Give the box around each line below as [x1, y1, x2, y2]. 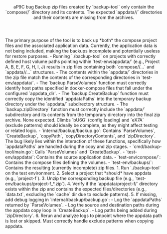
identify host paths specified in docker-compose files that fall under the [5, 85, 153, 91]
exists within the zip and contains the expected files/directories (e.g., [5, 186, 147, 192]
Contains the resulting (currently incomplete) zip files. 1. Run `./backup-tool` [5, 165, 161, 170]
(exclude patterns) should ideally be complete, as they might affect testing [5, 122, 158, 128]
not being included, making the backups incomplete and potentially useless [5, 48, 161, 53]
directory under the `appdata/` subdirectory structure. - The [5, 101, 128, 107]
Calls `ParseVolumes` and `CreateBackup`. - [34, 149, 125, 154]
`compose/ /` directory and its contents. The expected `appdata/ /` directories [5, 9, 163, 15]
